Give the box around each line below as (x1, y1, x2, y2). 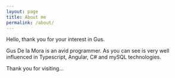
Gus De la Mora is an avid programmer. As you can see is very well (6, 47, 170, 54)
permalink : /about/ (6, 19, 55, 25)
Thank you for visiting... (6, 65, 64, 72)
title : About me (6, 14, 46, 20)
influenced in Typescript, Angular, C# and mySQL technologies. (6, 54, 161, 61)
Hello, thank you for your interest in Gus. (6, 36, 105, 43)
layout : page (6, 8, 39, 15)
